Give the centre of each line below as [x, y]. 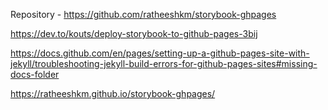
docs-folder [35, 74]
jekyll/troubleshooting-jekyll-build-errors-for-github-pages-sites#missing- [164, 63]
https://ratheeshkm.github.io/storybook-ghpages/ [113, 93]
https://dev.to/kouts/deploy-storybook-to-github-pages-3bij [134, 33]
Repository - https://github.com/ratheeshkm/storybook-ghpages [143, 14]
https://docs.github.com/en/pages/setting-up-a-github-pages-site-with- [160, 53]
